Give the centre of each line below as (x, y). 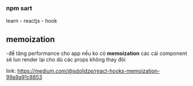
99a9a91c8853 (24, 77)
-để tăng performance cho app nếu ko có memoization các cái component (96, 53)
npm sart (19, 8)
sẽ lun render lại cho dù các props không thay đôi (66, 60)
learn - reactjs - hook (32, 21)
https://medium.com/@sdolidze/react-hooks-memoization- (89, 71)
